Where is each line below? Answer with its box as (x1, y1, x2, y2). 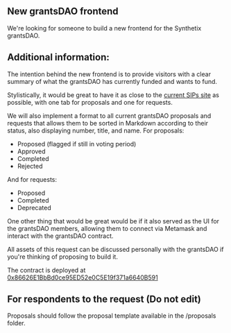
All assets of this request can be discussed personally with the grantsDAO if (7, 245, 224, 253)
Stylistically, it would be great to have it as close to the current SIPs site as (7, 90, 220, 99)
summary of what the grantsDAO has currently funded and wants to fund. (7, 77, 217, 85)
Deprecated (17, 203, 52, 212)
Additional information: (7, 51, 110, 63)
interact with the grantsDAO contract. (7, 232, 114, 240)
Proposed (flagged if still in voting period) (17, 139, 137, 148)
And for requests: (7, 175, 58, 183)
